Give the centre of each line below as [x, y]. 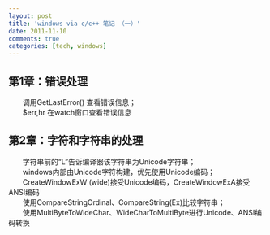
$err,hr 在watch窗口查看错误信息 [77, 112]
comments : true [34, 39]
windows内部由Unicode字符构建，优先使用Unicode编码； [119, 172]
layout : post [30, 16]
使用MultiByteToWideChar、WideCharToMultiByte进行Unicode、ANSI [139, 212]
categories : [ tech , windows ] [58, 46]
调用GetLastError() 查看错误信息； [79, 102]
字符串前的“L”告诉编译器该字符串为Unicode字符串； [109, 161]
